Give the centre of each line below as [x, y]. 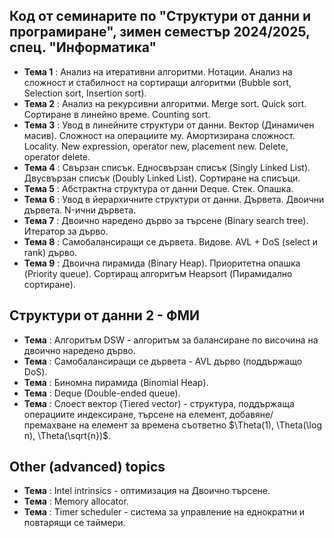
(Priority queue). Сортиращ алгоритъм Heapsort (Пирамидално [158, 273]
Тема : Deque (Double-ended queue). [102, 393]
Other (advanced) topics [87, 467]
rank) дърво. [50, 252]
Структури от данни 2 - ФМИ [104, 315]
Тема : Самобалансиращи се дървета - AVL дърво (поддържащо [163, 361]
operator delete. [57, 156]
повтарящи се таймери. [74, 523]
